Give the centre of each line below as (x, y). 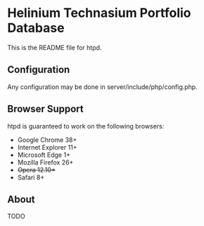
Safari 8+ (31, 177)
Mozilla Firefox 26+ (45, 162)
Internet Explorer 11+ (47, 147)
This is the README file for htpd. (55, 47)
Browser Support (46, 109)
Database (36, 28)
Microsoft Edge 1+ (44, 155)
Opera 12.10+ (37, 169)
